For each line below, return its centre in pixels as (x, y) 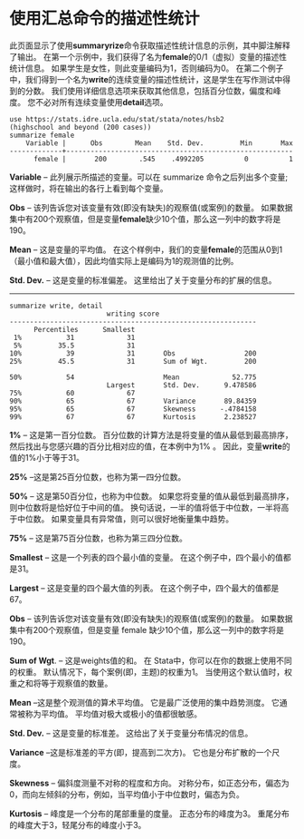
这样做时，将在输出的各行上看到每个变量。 (89, 188)
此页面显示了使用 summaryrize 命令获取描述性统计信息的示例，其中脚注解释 (150, 45)
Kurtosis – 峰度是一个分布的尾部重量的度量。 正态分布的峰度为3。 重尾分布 (149, 814)
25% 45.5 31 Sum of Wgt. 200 (133, 361)
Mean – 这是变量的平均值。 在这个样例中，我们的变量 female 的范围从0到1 (146, 249)
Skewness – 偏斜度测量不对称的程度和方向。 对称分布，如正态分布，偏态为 (149, 783)
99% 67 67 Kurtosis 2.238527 (133, 417)
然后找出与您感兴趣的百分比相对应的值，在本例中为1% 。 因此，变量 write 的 (150, 446)
